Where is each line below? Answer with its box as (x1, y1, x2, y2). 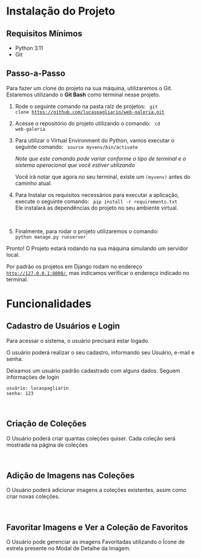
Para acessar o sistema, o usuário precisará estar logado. (6, 337, 150, 344)
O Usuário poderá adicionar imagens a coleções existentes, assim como (6, 487, 186, 494)
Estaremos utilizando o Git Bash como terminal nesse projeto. (6, 91, 160, 98)
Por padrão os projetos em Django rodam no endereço (6, 262, 142, 270)
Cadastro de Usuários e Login (6, 321, 120, 331)
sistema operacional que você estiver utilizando (15, 161, 135, 168)
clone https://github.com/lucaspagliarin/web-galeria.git (15, 109, 165, 115)
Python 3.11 (15, 44, 44, 51)
